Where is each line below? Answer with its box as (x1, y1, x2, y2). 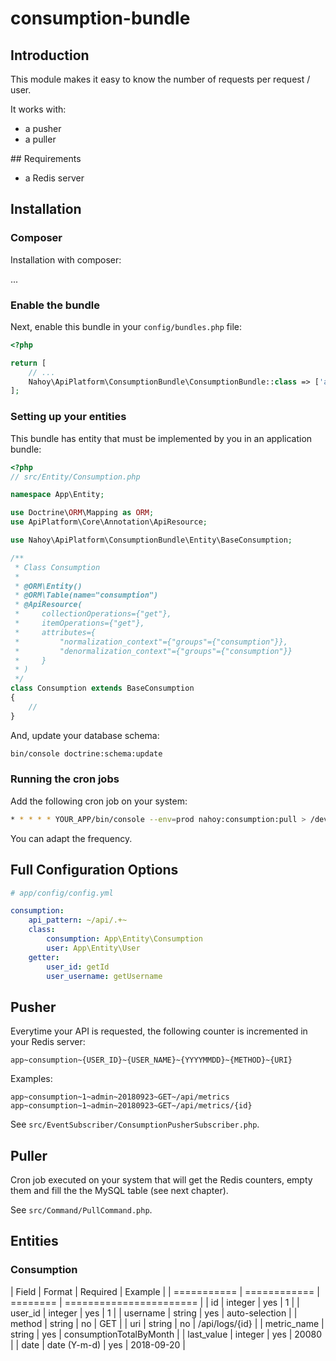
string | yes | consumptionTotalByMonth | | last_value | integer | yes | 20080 (10, 1328, 323, 1340)
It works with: (10, 103, 67, 115)
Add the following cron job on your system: (10, 795, 188, 807)
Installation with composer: (10, 253, 122, 266)
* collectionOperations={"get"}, (14, 609, 172, 619)
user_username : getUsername (46, 971, 163, 981)
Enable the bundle (10, 298, 100, 312)
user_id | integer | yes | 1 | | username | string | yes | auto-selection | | (10, 1307, 298, 1319)
